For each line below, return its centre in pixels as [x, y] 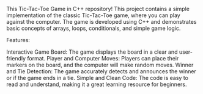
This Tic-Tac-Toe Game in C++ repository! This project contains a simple [98, 9]
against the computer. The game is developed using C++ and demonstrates [102, 22]
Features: [18, 40]
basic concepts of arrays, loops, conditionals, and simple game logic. [94, 28]
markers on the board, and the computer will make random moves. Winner [100, 65]
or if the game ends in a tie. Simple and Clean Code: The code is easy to [97, 78]
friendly [16, 58]
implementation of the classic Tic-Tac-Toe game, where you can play [93, 15]
